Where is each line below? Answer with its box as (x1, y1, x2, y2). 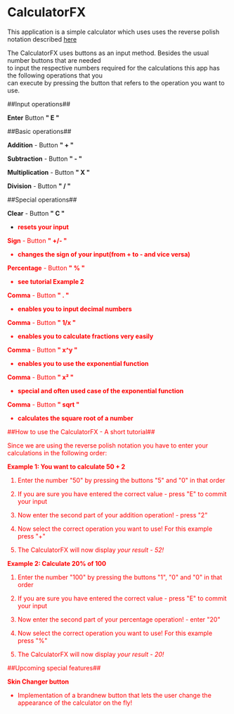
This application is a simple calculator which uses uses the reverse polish (7, 27, 220, 36)
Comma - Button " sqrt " (7, 400, 79, 409)
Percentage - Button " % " (7, 264, 86, 272)
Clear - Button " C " (7, 209, 65, 217)
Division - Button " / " (7, 181, 71, 190)
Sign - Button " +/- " (7, 236, 67, 245)
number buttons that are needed (7, 56, 101, 64)
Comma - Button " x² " (7, 373, 74, 381)
